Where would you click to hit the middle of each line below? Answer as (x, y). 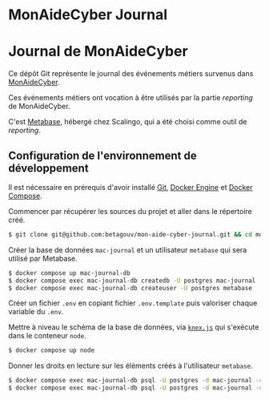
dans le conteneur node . (47, 336)
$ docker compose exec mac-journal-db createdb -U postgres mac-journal (132, 281)
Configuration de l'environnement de (103, 155)
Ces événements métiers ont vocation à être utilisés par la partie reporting (131, 98)
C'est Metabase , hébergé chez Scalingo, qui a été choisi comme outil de (128, 122)
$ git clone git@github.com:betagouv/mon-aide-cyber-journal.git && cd (130, 234)
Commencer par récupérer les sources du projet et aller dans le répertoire (130, 211)
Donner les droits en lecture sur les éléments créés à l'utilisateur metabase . (131, 366)
